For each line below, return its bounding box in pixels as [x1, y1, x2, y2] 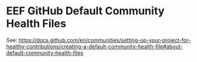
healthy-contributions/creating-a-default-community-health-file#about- [6, 43, 183, 50]
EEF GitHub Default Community [6, 4, 165, 18]
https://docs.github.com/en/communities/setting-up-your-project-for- [19, 36, 191, 44]
